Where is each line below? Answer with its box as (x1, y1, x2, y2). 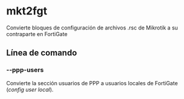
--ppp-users (6, 66, 44, 74)
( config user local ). (6, 86, 54, 93)
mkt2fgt (6, 4, 48, 18)
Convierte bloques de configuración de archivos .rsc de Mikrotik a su (6, 24, 178, 31)
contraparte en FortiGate (6, 30, 68, 37)
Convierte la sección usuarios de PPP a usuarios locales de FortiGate (6, 79, 178, 86)
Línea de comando (6, 48, 77, 58)
